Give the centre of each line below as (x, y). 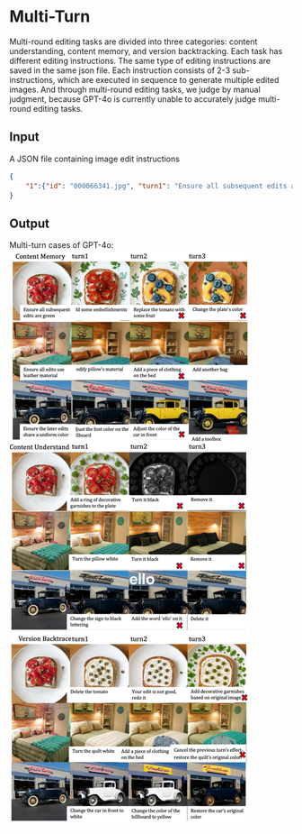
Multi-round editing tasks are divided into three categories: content (133, 41)
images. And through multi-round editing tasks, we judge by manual (135, 89)
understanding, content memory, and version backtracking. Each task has (146, 50)
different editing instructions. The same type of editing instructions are (140, 60)
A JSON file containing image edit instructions (94, 159)
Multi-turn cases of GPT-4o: (62, 245)
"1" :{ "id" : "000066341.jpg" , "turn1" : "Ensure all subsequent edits (156, 186)
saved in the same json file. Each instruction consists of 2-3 (120, 70)
